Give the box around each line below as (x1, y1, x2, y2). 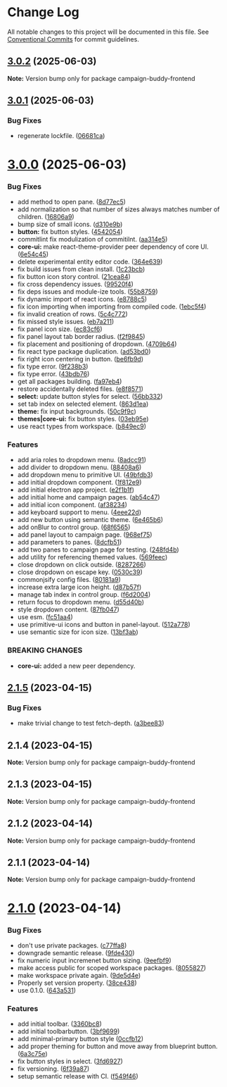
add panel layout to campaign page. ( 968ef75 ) (17, 530, 153, 539)
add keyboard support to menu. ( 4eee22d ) (17, 508, 142, 516)
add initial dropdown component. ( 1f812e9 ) (17, 478, 142, 487)
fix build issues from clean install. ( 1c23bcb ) (17, 265, 145, 273)
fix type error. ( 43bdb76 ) (17, 369, 90, 378)
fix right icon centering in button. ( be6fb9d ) (17, 354, 144, 363)
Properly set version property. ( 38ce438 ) (17, 979, 137, 987)
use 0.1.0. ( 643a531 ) (17, 986, 76, 994)
